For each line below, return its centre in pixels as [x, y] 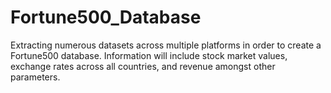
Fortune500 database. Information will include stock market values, [149, 55]
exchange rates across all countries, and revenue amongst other [143, 66]
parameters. [35, 77]
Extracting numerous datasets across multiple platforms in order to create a [166, 45]
